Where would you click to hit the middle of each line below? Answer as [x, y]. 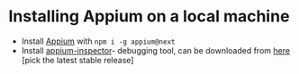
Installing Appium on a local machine [149, 16]
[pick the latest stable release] [77, 60]
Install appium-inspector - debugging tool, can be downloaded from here [155, 50]
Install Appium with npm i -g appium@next [98, 41]
